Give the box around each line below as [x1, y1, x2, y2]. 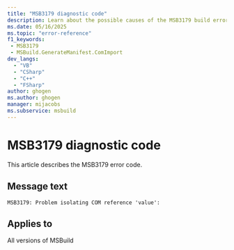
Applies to [7, 217, 53, 230]
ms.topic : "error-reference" [7, 29, 92, 37]
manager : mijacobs [7, 101, 61, 108]
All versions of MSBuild [7, 236, 75, 244]
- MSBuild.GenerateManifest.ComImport [10, 49, 123, 56]
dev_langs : [7, 56, 39, 63]
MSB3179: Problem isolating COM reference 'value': [7, 199, 160, 206]
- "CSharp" [13, 68, 45, 75]
